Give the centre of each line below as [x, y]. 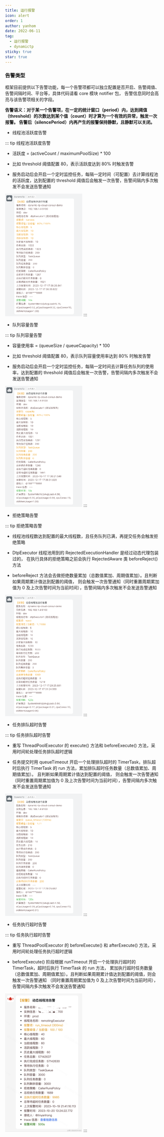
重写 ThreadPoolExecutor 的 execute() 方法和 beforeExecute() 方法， [82, 745]
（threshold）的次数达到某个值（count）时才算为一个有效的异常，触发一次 [81, 116]
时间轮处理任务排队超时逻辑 [44, 751]
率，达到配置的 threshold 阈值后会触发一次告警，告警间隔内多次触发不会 [85, 373]
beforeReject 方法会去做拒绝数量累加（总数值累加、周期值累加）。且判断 [85, 576]
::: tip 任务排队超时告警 [28, 735]
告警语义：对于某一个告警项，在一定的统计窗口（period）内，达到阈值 [76, 110]
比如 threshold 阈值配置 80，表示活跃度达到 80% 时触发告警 [73, 164]
